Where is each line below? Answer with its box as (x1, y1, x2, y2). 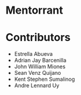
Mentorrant (5, 4, 63, 17)
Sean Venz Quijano (14, 69, 61, 77)
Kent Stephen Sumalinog (14, 75, 75, 83)
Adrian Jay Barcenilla (14, 57, 67, 64)
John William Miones (14, 63, 66, 70)
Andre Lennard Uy (14, 82, 60, 89)
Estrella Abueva (14, 50, 53, 58)
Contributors (5, 31, 71, 45)
